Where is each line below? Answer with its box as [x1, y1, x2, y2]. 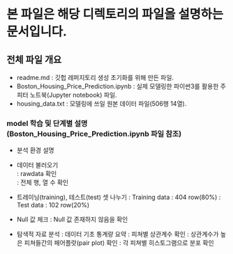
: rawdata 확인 [16, 170, 57, 178]
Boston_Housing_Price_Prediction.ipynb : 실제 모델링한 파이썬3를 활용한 [16, 82, 219, 90]
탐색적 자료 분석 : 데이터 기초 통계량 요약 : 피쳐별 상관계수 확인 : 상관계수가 [16, 230, 219, 239]
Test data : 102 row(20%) [16, 201, 90, 209]
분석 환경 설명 [16, 146, 54, 154]
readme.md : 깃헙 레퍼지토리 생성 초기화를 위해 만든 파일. [16, 74, 174, 81]
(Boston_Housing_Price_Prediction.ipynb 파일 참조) [6, 129, 182, 138]
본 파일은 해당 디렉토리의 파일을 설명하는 [6, 6, 224, 22]
